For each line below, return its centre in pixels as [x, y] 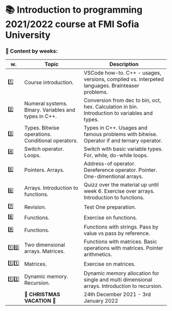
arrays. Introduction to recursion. [123, 286]
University [28, 35]
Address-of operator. [110, 164]
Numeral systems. [46, 104]
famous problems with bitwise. [121, 135]
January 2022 [101, 301]
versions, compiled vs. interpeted [124, 79]
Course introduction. [49, 82]
